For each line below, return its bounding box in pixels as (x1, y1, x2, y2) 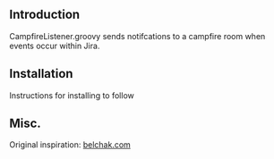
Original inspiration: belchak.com (9, 139, 132, 150)
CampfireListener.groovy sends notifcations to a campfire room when (9, 30, 266, 41)
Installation (9, 66, 73, 81)
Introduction (9, 7, 81, 22)
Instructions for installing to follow (9, 89, 134, 101)
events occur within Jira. (9, 40, 100, 51)
